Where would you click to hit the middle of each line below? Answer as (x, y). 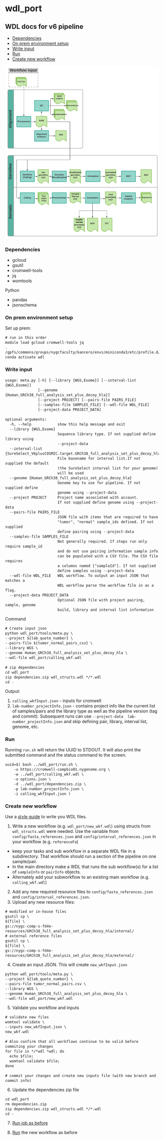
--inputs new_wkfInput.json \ (36, 1027)
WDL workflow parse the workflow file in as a (105, 585)
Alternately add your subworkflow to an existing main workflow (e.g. (81, 877)
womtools (22, 281)
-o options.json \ (32, 779)
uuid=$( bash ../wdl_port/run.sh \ (41, 765)
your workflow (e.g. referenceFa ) (45, 842)
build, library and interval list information (105, 610)
